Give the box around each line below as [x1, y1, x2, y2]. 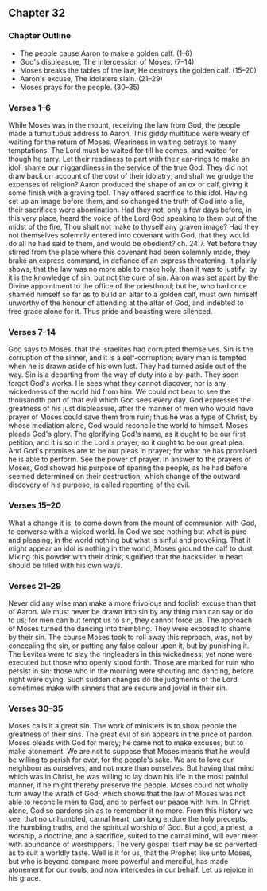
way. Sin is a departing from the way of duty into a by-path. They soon [8, 370, 239, 379]
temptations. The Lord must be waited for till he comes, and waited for [8, 145, 238, 155]
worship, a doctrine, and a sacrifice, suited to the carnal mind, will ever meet [8, 831, 259, 841]
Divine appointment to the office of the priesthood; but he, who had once [8, 281, 248, 290]
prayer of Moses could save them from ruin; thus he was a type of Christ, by [8, 412, 258, 422]
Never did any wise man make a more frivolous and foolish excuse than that [8, 598, 257, 608]
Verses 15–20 [8, 500, 62, 511]
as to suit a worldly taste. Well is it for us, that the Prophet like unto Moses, [8, 848, 253, 858]
